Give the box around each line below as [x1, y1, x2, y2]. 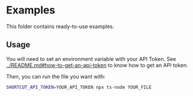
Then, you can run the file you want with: [6, 73, 106, 80]
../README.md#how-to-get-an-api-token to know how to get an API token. [6, 61, 188, 68]
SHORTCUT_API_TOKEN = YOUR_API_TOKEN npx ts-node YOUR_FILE [6, 84, 152, 90]
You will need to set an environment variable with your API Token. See [6, 55, 176, 62]
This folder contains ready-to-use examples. [6, 23, 115, 30]
